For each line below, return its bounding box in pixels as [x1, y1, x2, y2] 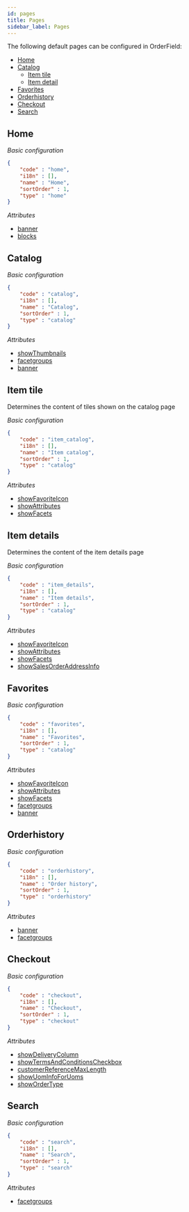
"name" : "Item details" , [19, 594, 95, 601]
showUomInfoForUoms [17, 1072, 84, 1080]
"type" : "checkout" [19, 1018, 79, 1025]
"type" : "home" [19, 192, 67, 199]
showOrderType [17, 1080, 64, 1088]
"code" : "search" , [19, 1138, 76, 1146]
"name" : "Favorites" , [19, 733, 85, 740]
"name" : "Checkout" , [19, 1004, 82, 1012]
